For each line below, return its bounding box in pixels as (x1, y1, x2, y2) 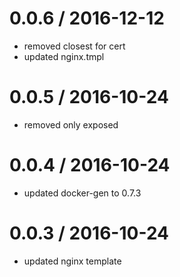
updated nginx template (23, 255, 122, 267)
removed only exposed (23, 118, 119, 131)
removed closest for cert (23, 40, 126, 52)
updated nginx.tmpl (23, 50, 105, 62)
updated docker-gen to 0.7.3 (23, 187, 142, 199)
